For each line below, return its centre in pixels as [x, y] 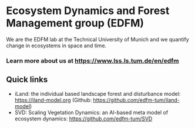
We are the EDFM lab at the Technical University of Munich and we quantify [97, 39]
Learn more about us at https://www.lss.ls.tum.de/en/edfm [93, 61]
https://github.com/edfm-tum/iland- [137, 100]
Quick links [27, 80]
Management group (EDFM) [75, 23]
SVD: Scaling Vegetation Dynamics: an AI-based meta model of [91, 112]
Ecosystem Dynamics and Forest [88, 11]
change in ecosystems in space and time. [56, 46]
